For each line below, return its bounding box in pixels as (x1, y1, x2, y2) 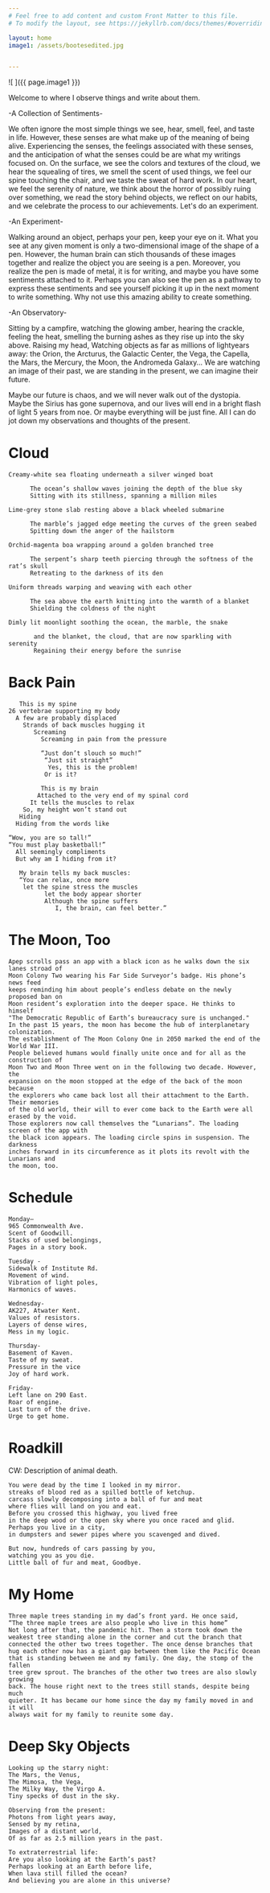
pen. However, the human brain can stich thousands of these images (8, 250, 236, 259)
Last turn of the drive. (8, 1405, 92, 1413)
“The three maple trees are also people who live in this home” (8, 1619, 228, 1627)
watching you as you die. (8, 1551, 95, 1560)
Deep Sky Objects (8, 1738, 130, 1755)
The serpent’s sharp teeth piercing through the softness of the (29, 555, 253, 563)
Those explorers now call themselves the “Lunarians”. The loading (8, 1120, 239, 1128)
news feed (8, 979, 42, 987)
